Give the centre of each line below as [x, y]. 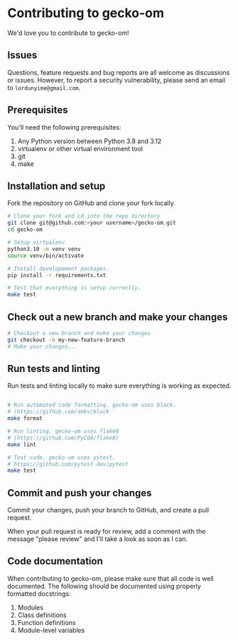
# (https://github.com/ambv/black [59, 412]
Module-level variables [51, 630]
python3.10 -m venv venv [44, 249]
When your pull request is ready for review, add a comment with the [107, 532]
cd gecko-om [25, 229]
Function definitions [47, 622]
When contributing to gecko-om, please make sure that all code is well [111, 578]
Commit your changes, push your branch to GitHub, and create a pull [108, 510]
